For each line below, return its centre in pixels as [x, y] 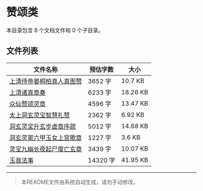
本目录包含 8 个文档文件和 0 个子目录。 [55, 30]
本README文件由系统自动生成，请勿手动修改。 [80, 182]
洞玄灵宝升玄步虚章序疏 [43, 126]
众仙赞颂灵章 [28, 104]
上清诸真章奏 [28, 92]
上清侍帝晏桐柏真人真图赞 [46, 81]
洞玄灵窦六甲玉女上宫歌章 [46, 137]
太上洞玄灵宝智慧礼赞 [40, 115]
